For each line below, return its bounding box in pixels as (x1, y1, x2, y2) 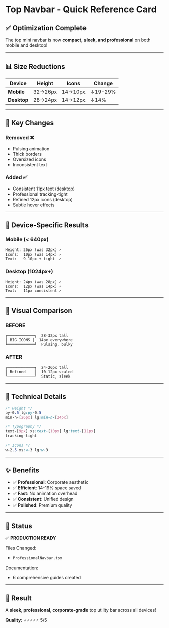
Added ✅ (5, 174, 28, 181)
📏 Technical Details (5, 392, 67, 401)
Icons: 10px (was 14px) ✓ (5, 252, 62, 257)
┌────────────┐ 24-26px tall (5, 365, 69, 370)
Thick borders (12, 151, 42, 157)
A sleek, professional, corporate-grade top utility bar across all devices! (5, 607, 157, 613)
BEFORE (5, 322, 26, 329)
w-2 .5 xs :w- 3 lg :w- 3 (5, 447, 49, 452)
